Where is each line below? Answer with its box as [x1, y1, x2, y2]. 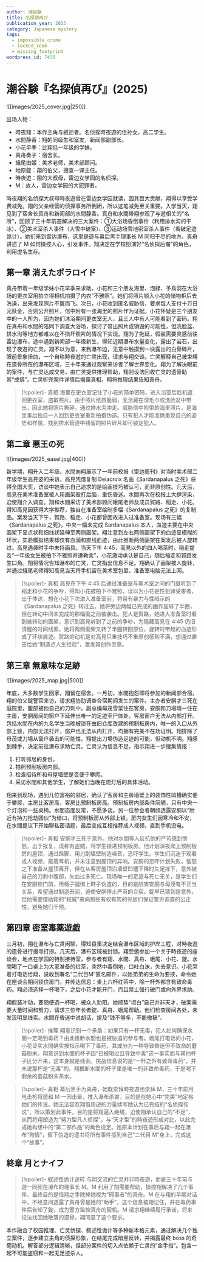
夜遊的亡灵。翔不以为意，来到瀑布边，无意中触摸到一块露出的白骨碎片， [16, 345, 198, 353]
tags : [6, 32, 20, 38]
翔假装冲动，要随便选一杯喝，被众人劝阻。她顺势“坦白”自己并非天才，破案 [6, 998, 192, 1006]
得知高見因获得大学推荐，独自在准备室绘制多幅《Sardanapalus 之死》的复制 [6, 506, 197, 513]
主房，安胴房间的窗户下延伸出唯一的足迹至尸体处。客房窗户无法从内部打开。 [6, 712, 198, 719]
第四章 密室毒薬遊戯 [6, 923, 80, 933]
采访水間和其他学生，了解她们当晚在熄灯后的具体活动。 [15, 779, 154, 785]
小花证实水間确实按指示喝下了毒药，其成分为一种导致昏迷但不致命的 [21, 1042, 192, 1049]
